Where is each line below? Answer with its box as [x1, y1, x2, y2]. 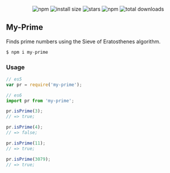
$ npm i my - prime [6, 49, 48, 55]
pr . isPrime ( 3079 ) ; [6, 156, 51, 162]
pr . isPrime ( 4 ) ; [6, 124, 43, 130]
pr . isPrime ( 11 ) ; [6, 140, 46, 146]
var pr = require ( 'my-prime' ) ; [6, 82, 82, 88]
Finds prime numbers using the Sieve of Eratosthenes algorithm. [6, 38, 161, 45]
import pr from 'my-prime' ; [6, 98, 75, 103]
